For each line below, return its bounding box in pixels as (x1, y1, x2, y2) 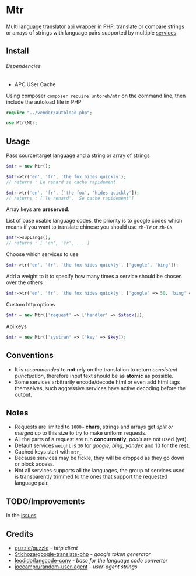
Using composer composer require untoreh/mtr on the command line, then (6, 92, 186, 99)
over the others (6, 279, 43, 286)
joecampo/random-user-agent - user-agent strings (14, 563, 138, 570)
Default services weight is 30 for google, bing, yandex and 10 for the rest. (14, 442, 190, 449)
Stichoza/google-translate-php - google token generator (14, 550, 150, 557)
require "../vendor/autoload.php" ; (6, 110, 93, 115)
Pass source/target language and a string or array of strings (6, 152, 150, 159)
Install (6, 46, 29, 56)
